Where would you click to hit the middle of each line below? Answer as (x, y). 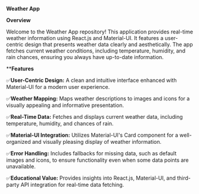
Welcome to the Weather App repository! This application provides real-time (100, 32)
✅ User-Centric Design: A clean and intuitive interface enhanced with (91, 80)
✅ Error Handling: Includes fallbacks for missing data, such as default (91, 153)
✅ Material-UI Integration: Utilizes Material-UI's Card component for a (92, 135)
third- (184, 178)
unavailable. (21, 166)
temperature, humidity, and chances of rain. (60, 124)
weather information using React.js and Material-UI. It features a (85, 38)
